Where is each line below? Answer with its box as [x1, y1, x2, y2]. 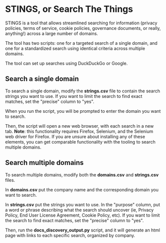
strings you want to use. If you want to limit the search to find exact [5, 93, 143, 99]
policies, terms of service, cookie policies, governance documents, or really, [5, 25, 161, 31]
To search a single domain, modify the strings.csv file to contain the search [5, 88, 160, 94]
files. [5, 177, 15, 183]
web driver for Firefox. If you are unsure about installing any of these [5, 133, 145, 140]
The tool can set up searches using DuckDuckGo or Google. [5, 60, 128, 66]
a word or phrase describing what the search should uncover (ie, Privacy [5, 207, 154, 213]
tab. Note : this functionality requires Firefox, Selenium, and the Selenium [5, 128, 154, 134]
